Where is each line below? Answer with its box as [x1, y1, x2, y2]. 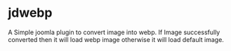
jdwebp [8, 5, 53, 21]
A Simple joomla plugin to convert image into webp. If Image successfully [8, 28, 220, 36]
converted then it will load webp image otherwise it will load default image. [8, 35, 224, 43]
